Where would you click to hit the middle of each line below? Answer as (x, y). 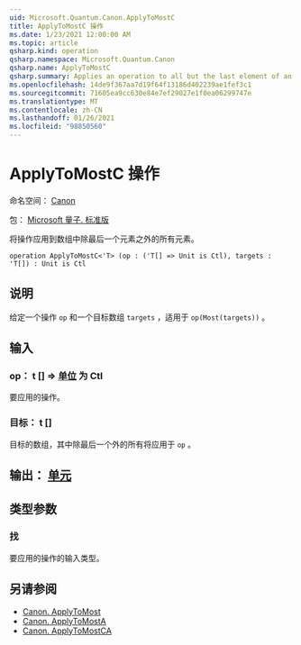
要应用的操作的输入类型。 (57, 558)
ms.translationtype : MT (54, 101)
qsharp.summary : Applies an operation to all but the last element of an (151, 77)
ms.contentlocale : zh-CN (56, 110)
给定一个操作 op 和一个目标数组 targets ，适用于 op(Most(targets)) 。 (140, 317)
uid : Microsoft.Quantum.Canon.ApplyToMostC (92, 18)
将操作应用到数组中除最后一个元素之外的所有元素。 (104, 239)
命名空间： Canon (42, 200)
